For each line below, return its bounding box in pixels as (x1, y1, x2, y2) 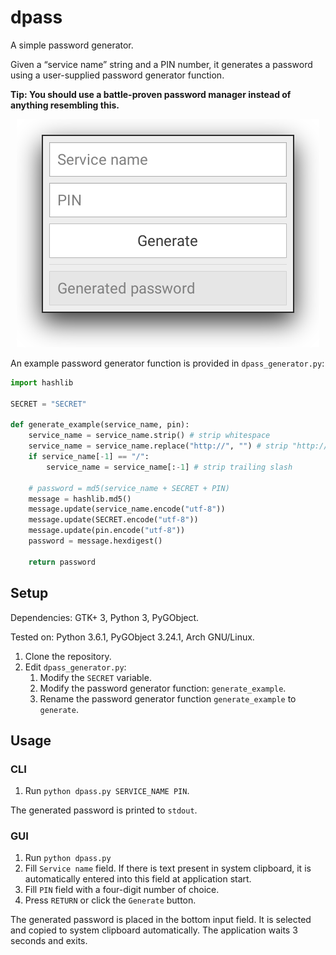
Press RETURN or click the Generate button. (24, 894, 197, 906)
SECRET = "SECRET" (10, 399, 87, 409)
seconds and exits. (10, 935, 88, 947)
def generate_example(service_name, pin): (10, 420, 190, 430)
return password (28, 557, 97, 567)
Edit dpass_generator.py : (24, 661, 127, 673)
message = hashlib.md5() (28, 494, 132, 504)
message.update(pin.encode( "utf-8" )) (28, 526, 186, 536)
